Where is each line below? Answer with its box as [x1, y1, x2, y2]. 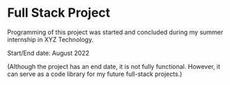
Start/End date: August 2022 [7, 49, 89, 57]
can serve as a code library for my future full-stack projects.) [7, 70, 183, 78]
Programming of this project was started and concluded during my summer [7, 28, 224, 36]
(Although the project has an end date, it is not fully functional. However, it [7, 62, 221, 70]
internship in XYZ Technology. [7, 35, 94, 43]
